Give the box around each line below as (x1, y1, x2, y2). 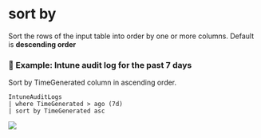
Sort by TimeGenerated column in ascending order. (8, 77, 177, 88)
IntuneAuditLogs (8, 93, 62, 101)
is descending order (8, 39, 77, 49)
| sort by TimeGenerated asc (8, 107, 105, 116)
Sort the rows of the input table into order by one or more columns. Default (8, 31, 254, 41)
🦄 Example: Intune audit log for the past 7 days (8, 59, 192, 70)
